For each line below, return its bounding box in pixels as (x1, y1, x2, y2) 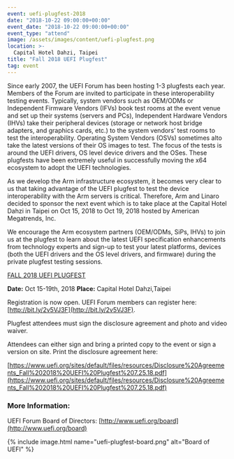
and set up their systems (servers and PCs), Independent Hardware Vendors (7, 111, 228, 120)
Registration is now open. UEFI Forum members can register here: (7, 298, 197, 306)
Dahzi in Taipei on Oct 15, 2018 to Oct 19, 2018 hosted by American (7, 206, 200, 215)
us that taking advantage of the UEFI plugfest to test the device (7, 184, 189, 192)
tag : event (7, 62, 39, 69)
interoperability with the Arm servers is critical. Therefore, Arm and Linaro (7, 192, 220, 200)
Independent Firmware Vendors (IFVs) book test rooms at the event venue (7, 104, 221, 112)
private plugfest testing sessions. (7, 257, 103, 266)
